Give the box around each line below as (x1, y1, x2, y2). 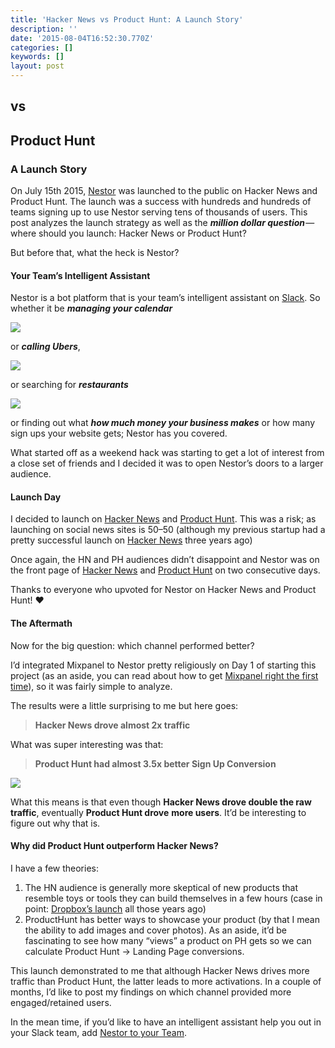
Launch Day (10, 491, 62, 503)
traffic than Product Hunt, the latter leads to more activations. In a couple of (10, 975, 322, 987)
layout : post (10, 61, 65, 71)
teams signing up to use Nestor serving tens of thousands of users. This (10, 206, 308, 218)
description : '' (10, 24, 78, 34)
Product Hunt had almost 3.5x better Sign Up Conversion (34, 757, 277, 770)
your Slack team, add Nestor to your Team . (10, 1026, 187, 1038)
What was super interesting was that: (10, 738, 164, 750)
